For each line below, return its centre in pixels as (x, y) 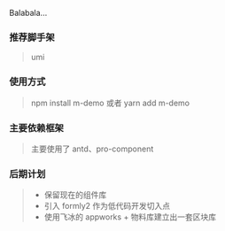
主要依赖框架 (37, 127)
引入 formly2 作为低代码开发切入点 (107, 206)
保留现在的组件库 (75, 195)
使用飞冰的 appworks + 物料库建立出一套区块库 (130, 217)
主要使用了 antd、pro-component (92, 149)
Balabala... (28, 13)
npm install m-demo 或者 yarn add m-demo (110, 103)
